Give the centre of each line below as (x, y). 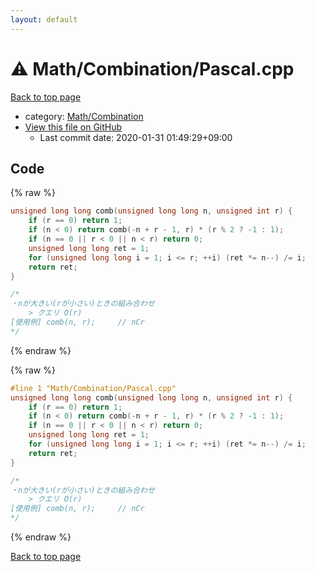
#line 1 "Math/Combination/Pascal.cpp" (93, 388)
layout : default (44, 19)
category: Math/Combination (84, 116)
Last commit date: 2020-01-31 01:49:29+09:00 (136, 137)
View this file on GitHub (73, 127)
